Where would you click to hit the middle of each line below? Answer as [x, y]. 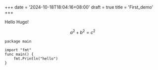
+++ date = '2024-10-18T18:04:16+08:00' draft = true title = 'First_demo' [79, 7]
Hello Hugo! [17, 22]
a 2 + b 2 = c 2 [83, 32]
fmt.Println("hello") [36, 59]
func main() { [19, 54]
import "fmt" [18, 50]
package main [18, 41]
